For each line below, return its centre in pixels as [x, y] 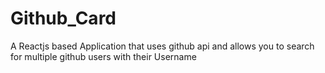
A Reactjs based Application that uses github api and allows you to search [162, 46]
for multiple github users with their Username [103, 56]
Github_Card [63, 18]
